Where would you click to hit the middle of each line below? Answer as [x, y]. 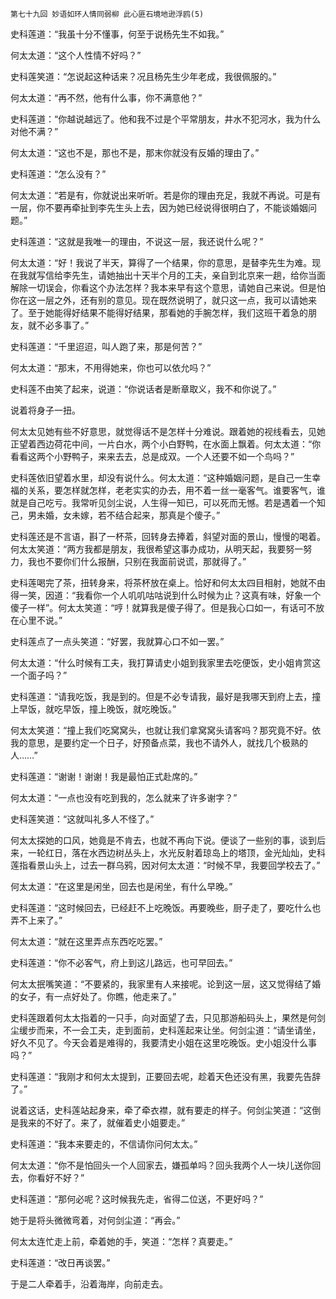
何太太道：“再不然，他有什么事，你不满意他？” [106, 97]
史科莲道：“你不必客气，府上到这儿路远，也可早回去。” [121, 962]
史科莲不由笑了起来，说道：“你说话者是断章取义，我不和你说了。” [143, 389]
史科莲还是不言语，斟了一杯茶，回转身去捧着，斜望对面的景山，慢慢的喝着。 [168, 536]
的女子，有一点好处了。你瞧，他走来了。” [93, 996]
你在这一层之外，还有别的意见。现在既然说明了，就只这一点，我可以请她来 [163, 300]
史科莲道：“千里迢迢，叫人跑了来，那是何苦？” [106, 346]
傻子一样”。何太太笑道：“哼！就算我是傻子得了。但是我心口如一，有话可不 [163, 607]
